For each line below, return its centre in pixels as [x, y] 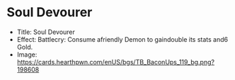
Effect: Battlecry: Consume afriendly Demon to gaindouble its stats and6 [122, 39]
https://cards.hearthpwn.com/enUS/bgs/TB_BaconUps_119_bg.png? [116, 62]
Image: [27, 55]
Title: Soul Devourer [46, 32]
